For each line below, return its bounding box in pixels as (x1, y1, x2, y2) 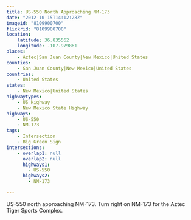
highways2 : (22, 173, 50, 179)
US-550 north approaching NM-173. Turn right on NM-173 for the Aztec (6, 200, 186, 207)
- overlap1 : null (17, 150, 61, 156)
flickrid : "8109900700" (6, 26, 67, 32)
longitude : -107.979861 (17, 43, 78, 49)
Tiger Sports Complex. (6, 207, 63, 214)
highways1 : (22, 162, 50, 168)
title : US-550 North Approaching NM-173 (6, 9, 111, 15)
